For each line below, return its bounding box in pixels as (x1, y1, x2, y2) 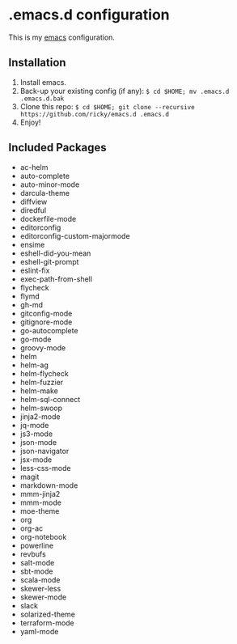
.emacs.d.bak (19, 95, 65, 103)
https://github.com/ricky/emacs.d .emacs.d (19, 110, 170, 118)
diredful (19, 205, 47, 215)
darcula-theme (19, 188, 70, 197)
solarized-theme (19, 609, 75, 619)
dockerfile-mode (19, 214, 77, 223)
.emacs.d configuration (8, 6, 170, 24)
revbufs (19, 549, 46, 559)
